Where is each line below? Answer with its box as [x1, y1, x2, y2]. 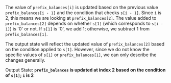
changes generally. [5, 57, 45, 63]
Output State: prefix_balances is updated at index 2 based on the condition [5, 67, 166, 73]
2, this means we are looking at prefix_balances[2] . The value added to [5, 15, 157, 21]
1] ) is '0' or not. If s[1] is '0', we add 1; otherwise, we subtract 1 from [5, 26, 150, 32]
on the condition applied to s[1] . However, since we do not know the [5, 47, 150, 52]
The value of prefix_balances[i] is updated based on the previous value [5, 5, 158, 10]
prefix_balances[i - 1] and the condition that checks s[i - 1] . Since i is [5, 10, 162, 16]
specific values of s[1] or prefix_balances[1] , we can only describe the [5, 52, 157, 58]
